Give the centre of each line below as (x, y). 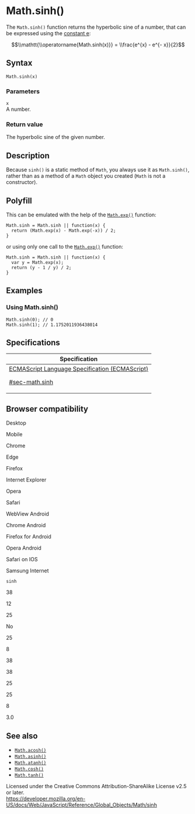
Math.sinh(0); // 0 (30, 320)
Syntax (19, 63)
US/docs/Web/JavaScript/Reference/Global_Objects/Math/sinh (82, 805)
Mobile (14, 435)
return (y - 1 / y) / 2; (41, 267)
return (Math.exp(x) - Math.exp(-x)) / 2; (64, 230)
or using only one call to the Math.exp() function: (65, 246)
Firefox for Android (29, 537)
